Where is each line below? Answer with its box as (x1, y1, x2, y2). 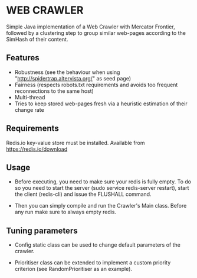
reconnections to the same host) (14, 87, 94, 95)
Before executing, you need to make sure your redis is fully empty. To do (14, 178, 192, 185)
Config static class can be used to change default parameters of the (14, 241, 181, 248)
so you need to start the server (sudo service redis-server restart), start (14, 185, 189, 192)
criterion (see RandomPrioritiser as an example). (14, 266, 133, 273)
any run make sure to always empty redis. (14, 208, 117, 216)
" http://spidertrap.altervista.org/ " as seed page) (14, 75, 132, 82)
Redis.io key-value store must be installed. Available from (6, 139, 146, 146)
